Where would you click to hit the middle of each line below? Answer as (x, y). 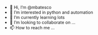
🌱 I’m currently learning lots (37, 17)
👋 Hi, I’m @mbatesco (31, 7)
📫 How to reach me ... (32, 28)
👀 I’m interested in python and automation (51, 12)
